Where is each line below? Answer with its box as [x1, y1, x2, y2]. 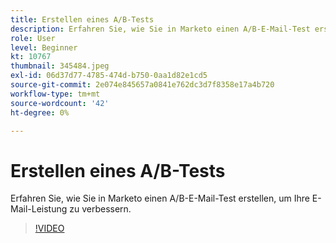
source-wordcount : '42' [10, 98, 110, 108]
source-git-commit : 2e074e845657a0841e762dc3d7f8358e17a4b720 [10, 80, 275, 90]
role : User [10, 33, 56, 43]
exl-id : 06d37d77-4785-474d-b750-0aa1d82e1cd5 [10, 71, 208, 81]
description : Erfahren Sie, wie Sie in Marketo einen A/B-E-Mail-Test [10, 24, 311, 34]
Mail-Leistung [10, 203, 68, 215]
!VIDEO [34, 222, 65, 235]
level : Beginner [10, 42, 78, 53]
